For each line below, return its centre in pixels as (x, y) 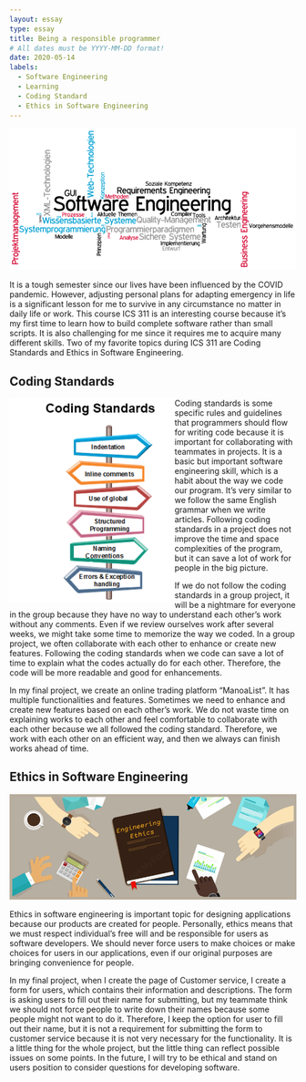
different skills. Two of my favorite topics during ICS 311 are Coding (135, 343)
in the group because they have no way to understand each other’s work (146, 614)
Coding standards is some (224, 403)
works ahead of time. (49, 748)
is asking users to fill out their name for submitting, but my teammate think (149, 1000)
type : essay (32, 29)
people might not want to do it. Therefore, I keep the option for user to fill (147, 1019)
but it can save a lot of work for (233, 558)
